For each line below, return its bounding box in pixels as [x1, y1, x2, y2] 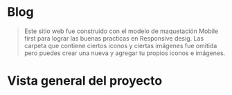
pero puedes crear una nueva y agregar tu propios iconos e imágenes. [24, 49, 226, 57]
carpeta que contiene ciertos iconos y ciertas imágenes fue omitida [24, 41, 217, 50]
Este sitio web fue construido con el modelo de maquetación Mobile [24, 27, 219, 35]
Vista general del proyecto [7, 73, 163, 89]
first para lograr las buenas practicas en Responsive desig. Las [24, 34, 204, 42]
